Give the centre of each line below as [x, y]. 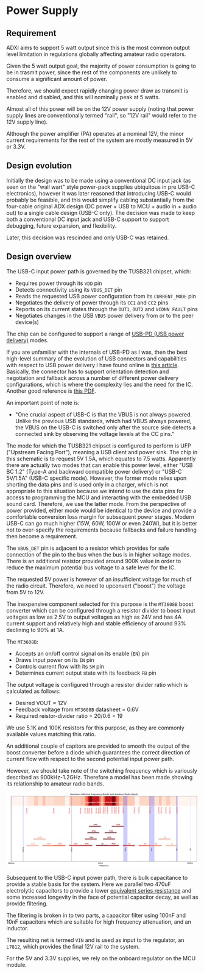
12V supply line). [27, 122]
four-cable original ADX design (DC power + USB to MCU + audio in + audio [101, 206]
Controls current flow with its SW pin [60, 666]
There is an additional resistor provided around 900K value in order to [94, 561]
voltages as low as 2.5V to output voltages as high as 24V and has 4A [94, 617]
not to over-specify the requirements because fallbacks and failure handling [101, 530]
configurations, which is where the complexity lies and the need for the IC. [100, 384]
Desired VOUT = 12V [41, 703]
